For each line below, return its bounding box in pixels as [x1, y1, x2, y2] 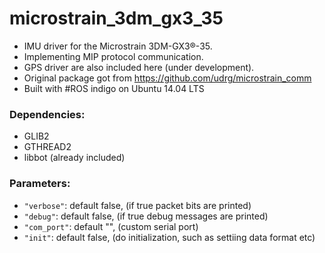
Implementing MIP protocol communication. [23, 50, 204, 62]
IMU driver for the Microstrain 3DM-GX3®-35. [23, 40, 213, 52]
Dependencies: [9, 107, 86, 121]
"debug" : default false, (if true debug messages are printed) [23, 210, 269, 222]
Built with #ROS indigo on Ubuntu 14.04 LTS [23, 82, 205, 94]
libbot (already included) [23, 152, 126, 164]
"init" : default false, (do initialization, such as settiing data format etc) [23, 231, 316, 243]
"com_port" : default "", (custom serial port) [23, 220, 199, 232]
